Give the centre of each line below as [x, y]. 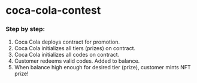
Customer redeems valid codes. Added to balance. [77, 61]
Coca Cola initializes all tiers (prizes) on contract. [75, 48]
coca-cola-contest [53, 10]
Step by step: [25, 29]
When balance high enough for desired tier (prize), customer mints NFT [102, 67]
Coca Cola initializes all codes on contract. [67, 55]
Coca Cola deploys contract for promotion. [67, 42]
